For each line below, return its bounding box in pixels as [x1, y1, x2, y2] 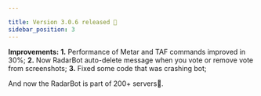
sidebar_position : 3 [8, 25, 76, 34]
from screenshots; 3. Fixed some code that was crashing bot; [8, 63, 207, 73]
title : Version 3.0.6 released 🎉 [8, 18, 118, 26]
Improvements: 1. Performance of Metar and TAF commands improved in [8, 47, 246, 56]
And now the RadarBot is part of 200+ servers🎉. [8, 79, 164, 88]
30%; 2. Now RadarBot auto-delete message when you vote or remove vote [8, 55, 254, 65]
